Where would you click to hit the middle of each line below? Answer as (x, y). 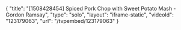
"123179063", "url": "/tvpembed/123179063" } (62, 21)
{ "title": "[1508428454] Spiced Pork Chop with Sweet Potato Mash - (91, 9)
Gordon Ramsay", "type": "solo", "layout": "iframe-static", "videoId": (90, 15)
